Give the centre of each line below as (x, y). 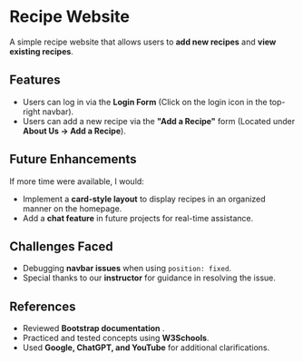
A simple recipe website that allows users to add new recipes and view (143, 42)
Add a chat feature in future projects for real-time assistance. (138, 218)
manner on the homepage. (72, 208)
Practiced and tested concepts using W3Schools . (116, 338)
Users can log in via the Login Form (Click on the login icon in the (145, 102)
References (43, 306)
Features (35, 80)
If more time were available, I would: (77, 181)
